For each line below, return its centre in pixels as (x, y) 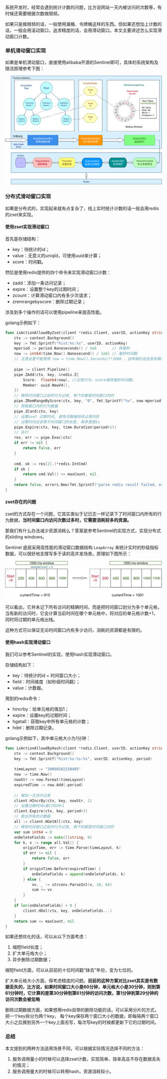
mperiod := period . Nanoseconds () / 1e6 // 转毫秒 (72, 349)
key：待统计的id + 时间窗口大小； (47, 675)
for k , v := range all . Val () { (46, 843)
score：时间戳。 (29, 262)
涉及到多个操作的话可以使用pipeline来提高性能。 (55, 312)
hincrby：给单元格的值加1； (41, 709)
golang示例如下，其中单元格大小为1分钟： (48, 738)
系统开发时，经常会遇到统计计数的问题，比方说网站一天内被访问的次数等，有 (83, 7)
